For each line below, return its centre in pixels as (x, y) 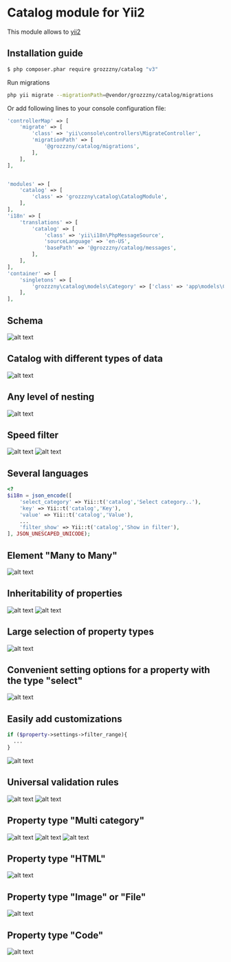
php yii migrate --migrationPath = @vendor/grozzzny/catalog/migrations (110, 95)
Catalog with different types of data (85, 359)
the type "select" (45, 681)
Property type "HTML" (56, 858)
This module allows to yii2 (44, 32)
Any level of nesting (51, 397)
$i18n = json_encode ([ (40, 496)
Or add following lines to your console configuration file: (87, 108)
